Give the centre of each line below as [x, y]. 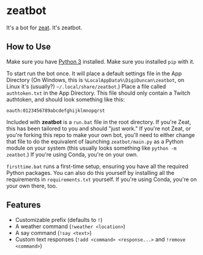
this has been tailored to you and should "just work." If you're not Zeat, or [99, 128]
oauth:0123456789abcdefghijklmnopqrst [56, 111]
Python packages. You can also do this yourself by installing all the [90, 172]
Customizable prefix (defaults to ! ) [59, 220]
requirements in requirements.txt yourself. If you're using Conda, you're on [102, 179]
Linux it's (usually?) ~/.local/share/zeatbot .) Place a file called [86, 86]
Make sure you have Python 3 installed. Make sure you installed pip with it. [100, 61]
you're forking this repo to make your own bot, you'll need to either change [101, 135]
